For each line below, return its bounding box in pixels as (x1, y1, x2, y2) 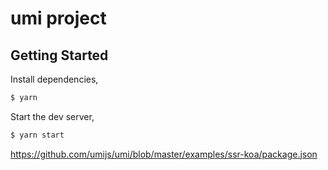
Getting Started (10, 47, 109, 64)
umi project (10, 7, 107, 30)
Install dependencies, (10, 73, 99, 85)
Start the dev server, (10, 110, 95, 122)
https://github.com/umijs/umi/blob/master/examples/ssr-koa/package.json (10, 148, 318, 160)
